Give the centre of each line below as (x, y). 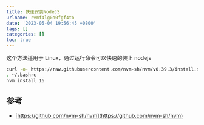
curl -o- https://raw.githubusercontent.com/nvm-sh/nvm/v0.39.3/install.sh (104, 69)
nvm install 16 (25, 80)
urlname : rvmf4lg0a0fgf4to (40, 18)
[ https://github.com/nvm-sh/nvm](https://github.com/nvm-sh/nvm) (99, 116)
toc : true (19, 40)
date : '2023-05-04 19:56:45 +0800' (51, 23)
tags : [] (17, 29)
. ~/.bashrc (21, 75)
